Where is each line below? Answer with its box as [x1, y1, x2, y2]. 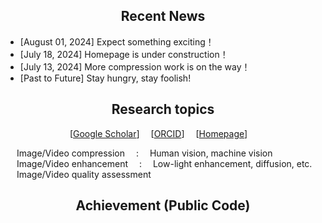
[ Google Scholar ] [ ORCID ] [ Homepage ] [69, 127, 248, 139]
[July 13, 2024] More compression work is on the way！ [19, 60, 251, 73]
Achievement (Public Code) [75, 197, 251, 214]
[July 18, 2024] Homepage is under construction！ [19, 48, 229, 60]
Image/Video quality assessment [16, 168, 152, 180]
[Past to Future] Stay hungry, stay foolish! [19, 72, 192, 84]
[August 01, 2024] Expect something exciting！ [19, 35, 215, 48]
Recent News [120, 8, 206, 25]
